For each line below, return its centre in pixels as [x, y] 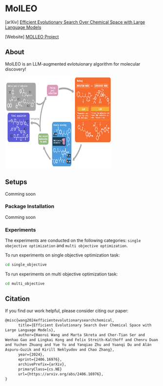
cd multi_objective [25, 284]
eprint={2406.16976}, [40, 359]
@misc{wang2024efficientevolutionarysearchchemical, [60, 320]
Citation [18, 299]
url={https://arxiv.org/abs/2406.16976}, [61, 374]
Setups [16, 182]
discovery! [16, 69]
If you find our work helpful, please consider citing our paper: [67, 311]
